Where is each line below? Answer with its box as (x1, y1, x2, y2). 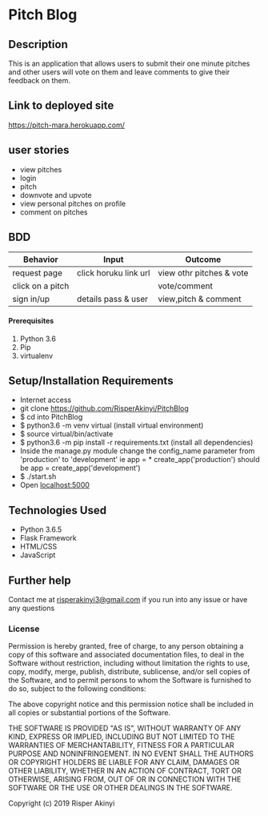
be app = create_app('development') (19, 463, 142, 473)
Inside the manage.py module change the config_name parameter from (19, 446, 255, 456)
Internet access (19, 395, 72, 405)
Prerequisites (8, 316, 54, 326)
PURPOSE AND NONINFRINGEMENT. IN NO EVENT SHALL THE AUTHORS (8, 749, 254, 758)
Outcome (185, 254, 222, 265)
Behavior (22, 254, 58, 265)
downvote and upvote (19, 190, 92, 199)
